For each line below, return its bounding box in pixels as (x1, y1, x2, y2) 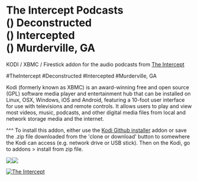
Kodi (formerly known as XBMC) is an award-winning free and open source (6, 83, 189, 90)
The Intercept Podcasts (6, 4, 124, 17)
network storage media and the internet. (6, 115, 105, 122)
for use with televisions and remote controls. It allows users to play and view (6, 102, 192, 109)
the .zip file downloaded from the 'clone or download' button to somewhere (6, 132, 190, 140)
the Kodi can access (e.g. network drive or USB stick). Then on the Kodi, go (6, 139, 190, 146)
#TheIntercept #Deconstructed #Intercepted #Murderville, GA (6, 72, 157, 79)
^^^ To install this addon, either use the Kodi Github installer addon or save (6, 127, 187, 134)
